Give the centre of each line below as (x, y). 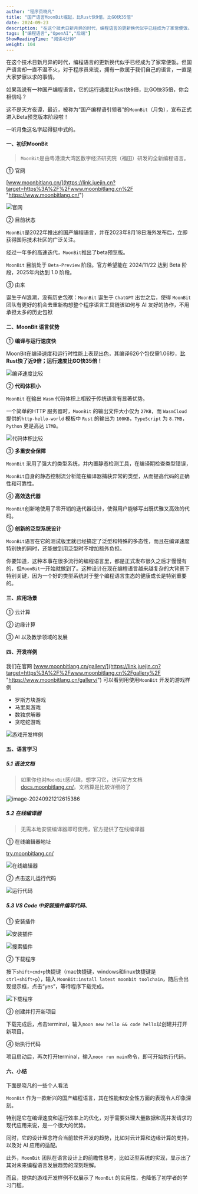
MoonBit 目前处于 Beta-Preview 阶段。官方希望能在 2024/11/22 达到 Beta (93, 265)
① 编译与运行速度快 (31, 341)
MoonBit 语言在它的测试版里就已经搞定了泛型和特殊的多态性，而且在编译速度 (98, 541)
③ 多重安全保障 (26, 451)
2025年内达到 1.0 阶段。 (46, 272)
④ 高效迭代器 (24, 496)
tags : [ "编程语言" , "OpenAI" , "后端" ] (48, 34)
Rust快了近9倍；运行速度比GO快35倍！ (55, 361)
